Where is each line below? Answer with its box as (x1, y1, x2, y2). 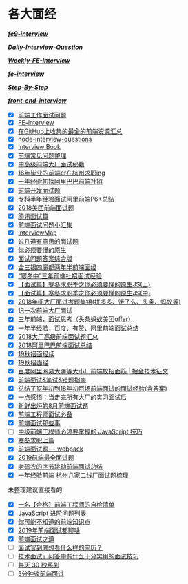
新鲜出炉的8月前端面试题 (17, 402, 89, 410)
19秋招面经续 (17, 349, 55, 358)
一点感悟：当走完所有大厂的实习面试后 (17, 393, 127, 401)
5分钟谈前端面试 (17, 570, 65, 578)
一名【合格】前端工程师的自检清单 (17, 500, 115, 508)
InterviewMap (17, 228, 57, 237)
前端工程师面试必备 (17, 410, 73, 418)
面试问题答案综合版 (17, 255, 73, 262)
